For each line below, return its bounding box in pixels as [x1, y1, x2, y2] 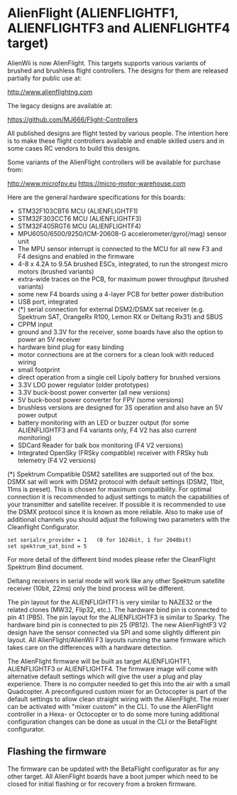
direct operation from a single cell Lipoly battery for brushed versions [17, 373, 221, 381]
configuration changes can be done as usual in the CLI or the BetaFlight [7, 717, 218, 726]
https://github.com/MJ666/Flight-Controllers [7, 115, 138, 124]
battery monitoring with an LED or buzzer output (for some [17, 418, 189, 427]
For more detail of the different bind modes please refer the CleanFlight [7, 555, 216, 563]
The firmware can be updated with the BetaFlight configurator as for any [7, 764, 219, 773]
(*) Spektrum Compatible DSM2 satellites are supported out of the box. [7, 469, 215, 478]
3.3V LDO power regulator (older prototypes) [17, 380, 149, 389]
